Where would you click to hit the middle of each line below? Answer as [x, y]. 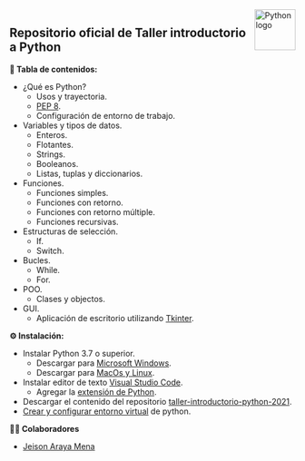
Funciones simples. [72, 192]
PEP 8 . [49, 106]
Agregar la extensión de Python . [96, 392]
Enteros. [52, 134]
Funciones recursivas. [78, 221]
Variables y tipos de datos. [72, 125]
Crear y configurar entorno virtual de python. [107, 411]
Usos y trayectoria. [71, 96]
